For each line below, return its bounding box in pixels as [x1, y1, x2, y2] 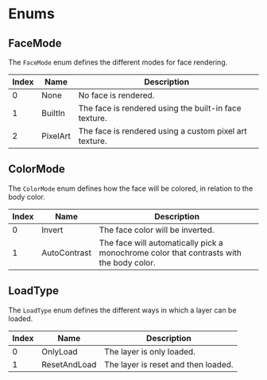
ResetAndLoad [41, 359, 97, 370]
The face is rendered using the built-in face [78, 103, 242, 114]
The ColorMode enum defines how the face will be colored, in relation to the [8, 184, 253, 193]
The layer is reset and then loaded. [104, 359, 234, 370]
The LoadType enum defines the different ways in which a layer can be [8, 305, 237, 315]
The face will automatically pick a [99, 237, 224, 248]
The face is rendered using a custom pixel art [78, 126, 248, 136]
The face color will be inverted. [99, 224, 215, 235]
